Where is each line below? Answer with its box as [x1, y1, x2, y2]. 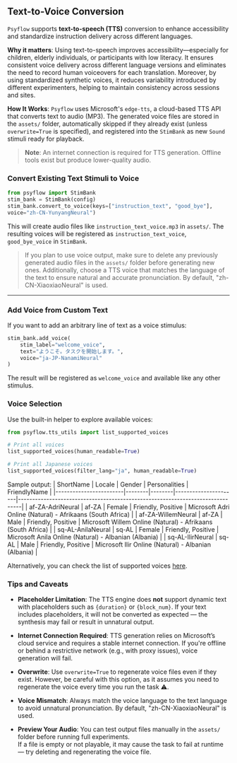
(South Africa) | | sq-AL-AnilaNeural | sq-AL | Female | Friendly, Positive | [7, 525, 219, 533]
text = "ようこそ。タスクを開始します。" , [20, 348, 124, 355]
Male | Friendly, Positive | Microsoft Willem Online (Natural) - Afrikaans [7, 518, 213, 526]
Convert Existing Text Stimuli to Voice [7, 173, 140, 183]
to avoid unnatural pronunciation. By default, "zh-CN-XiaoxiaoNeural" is [17, 704, 227, 713]
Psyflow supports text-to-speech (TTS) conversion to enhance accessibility [7, 24, 229, 33]
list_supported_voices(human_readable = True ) [7, 448, 140, 455]
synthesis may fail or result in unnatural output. [17, 618, 154, 627]
